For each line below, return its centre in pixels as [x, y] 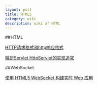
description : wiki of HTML [33, 23]
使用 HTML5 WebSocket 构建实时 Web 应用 [49, 78]
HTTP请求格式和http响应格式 [34, 48]
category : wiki [21, 19]
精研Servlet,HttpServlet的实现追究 [40, 58]
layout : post [18, 10]
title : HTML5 [18, 14]
